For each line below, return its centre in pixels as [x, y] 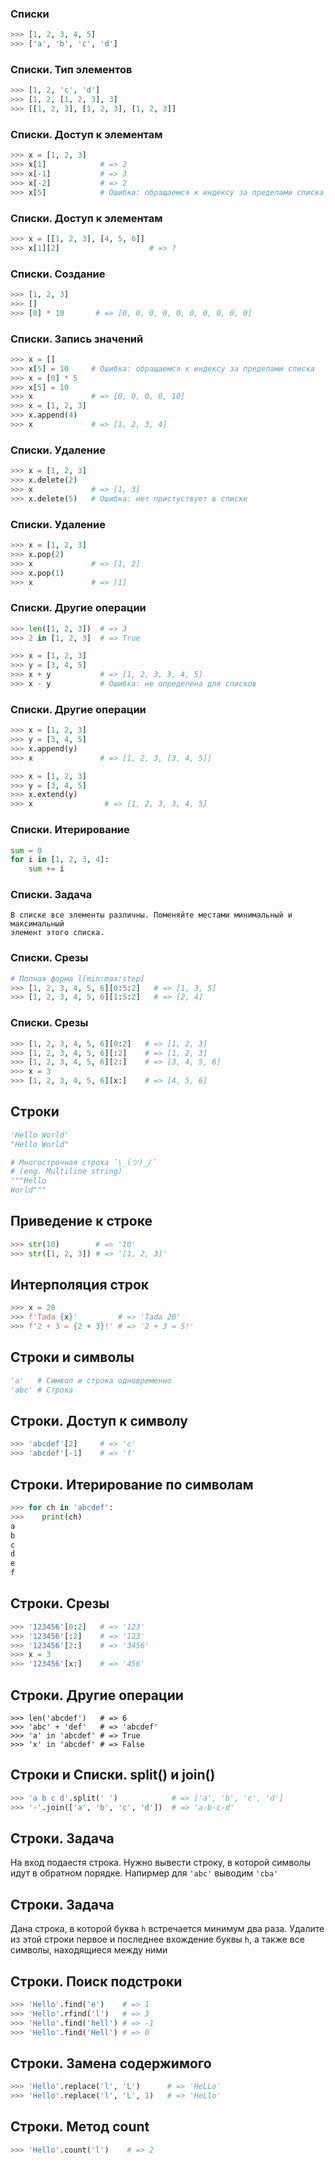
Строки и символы [72, 1357]
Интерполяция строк [80, 1285]
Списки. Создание [58, 274]
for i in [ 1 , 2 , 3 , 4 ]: [60, 860]
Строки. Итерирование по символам [132, 1484]
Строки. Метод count [80, 2127]
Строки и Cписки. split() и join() [113, 1775]
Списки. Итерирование [70, 830]
